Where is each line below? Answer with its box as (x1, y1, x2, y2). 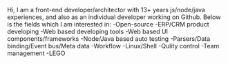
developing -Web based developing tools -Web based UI (7, 27, 168, 35)
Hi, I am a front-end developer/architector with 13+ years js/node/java (7, 6, 206, 14)
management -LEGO (7, 49, 66, 57)
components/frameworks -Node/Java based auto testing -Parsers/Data (7, 35, 211, 43)
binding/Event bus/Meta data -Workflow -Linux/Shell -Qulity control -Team (7, 42, 220, 50)
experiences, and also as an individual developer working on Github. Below (7, 13, 221, 21)
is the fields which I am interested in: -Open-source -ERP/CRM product (7, 20, 209, 28)
